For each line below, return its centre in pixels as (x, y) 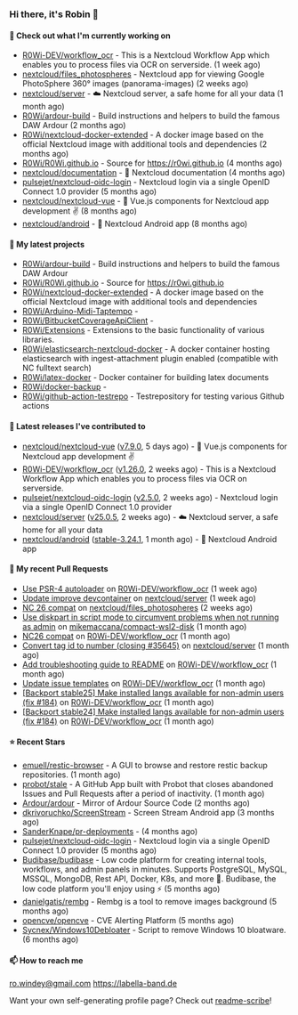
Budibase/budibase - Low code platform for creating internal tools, (144, 859)
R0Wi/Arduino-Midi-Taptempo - (80, 312)
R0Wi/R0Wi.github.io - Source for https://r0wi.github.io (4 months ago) (152, 163)
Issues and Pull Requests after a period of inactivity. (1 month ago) (143, 793)
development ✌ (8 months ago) (80, 211)
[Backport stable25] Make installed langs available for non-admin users (153, 693)
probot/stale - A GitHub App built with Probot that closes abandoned (148, 784)
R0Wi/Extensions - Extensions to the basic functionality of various (143, 330)
